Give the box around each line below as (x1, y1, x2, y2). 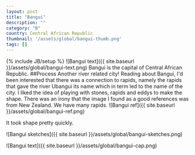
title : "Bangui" (6, 14, 46, 20)
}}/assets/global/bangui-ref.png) (6, 107, 85, 115)
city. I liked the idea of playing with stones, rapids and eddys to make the (6, 89, 183, 96)
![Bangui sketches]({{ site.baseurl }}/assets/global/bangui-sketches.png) (6, 130, 183, 137)
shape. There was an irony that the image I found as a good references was (6, 95, 189, 102)
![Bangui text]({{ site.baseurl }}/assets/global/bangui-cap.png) (6, 142, 157, 149)
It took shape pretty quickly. (6, 119, 74, 126)
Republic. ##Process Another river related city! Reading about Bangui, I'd (6, 70, 183, 77)
